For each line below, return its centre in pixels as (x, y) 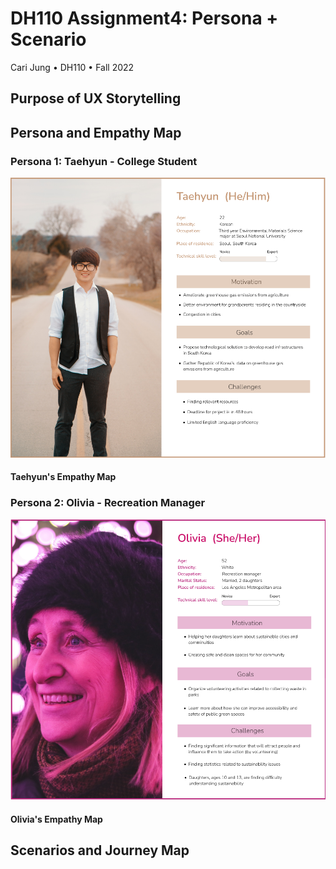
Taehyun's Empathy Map (63, 477)
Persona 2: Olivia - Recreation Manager (108, 503)
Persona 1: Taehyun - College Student (104, 161)
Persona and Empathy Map (96, 132)
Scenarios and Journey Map (100, 850)
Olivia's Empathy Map (56, 819)
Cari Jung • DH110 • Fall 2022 (72, 67)
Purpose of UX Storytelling (96, 98)
